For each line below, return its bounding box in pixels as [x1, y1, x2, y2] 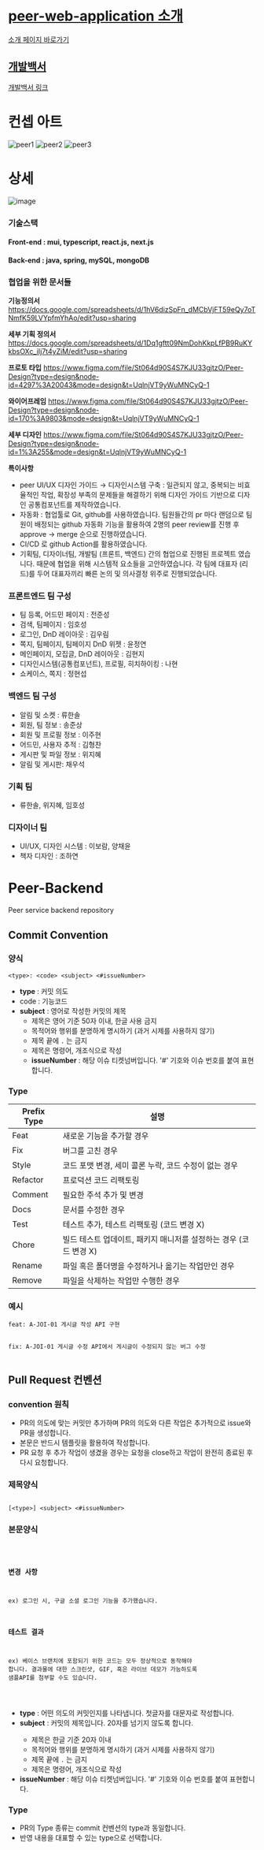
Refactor [12, 1174, 44, 1186]
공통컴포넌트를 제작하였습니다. [27, 500, 121, 509]
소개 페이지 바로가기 [8, 35, 69, 44]
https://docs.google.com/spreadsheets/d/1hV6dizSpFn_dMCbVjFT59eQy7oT [8, 305, 256, 315]
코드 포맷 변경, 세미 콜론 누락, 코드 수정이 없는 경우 [62, 1160, 238, 1171]
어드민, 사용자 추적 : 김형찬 [19, 739, 102, 749]
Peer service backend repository [8, 906, 114, 915]
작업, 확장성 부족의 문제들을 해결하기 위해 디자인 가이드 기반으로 [40, 490, 236, 500]
